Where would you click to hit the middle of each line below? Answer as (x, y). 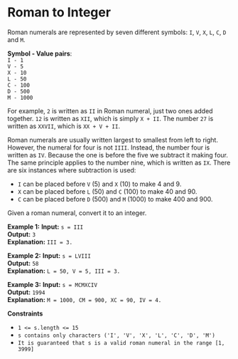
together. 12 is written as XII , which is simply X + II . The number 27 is (110, 118)
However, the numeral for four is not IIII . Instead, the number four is (109, 147)
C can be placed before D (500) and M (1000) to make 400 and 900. (115, 199)
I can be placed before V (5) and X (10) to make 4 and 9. (99, 184)
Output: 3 (22, 234)
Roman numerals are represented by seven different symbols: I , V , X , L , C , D (117, 32)
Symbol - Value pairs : (40, 53)
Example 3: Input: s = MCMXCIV (53, 284)
